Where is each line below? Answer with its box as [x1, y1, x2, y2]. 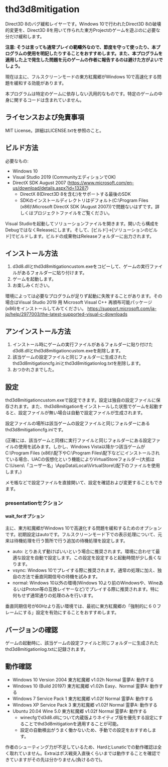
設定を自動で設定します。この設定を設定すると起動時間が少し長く [21, 555, 157, 561]
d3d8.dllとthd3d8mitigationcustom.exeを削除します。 [12, 348, 124, 354]
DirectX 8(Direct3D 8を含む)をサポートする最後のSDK [20, 191, 131, 197]
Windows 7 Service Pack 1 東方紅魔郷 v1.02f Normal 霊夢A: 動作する [12, 696, 153, 702]
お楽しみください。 [12, 282, 53, 288]
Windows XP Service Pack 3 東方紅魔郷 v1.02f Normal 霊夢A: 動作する [12, 702, 158, 708]
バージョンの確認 [5, 626, 58, 634]
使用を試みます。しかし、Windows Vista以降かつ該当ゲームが [18, 444, 145, 449]
